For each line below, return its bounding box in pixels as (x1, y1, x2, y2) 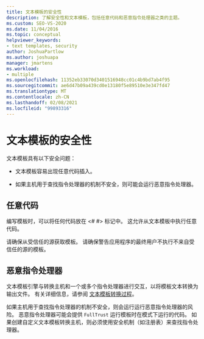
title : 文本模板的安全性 (6, 9, 62, 15)
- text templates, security (6, 43, 78, 49)
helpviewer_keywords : (6, 37, 62, 43)
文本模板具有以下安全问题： (6, 155, 76, 162)
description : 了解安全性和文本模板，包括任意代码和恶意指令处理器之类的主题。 (6, 15, 183, 21)
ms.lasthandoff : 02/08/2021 (6, 99, 78, 105)
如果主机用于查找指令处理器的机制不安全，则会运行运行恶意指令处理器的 (6, 303, 188, 311)
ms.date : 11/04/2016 (6, 26, 59, 32)
